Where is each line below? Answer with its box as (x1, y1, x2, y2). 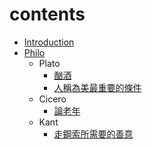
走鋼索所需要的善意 (53, 128, 134, 140)
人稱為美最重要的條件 (53, 81, 142, 93)
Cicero (38, 93, 67, 105)
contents (9, 3, 86, 26)
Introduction (23, 36, 75, 48)
